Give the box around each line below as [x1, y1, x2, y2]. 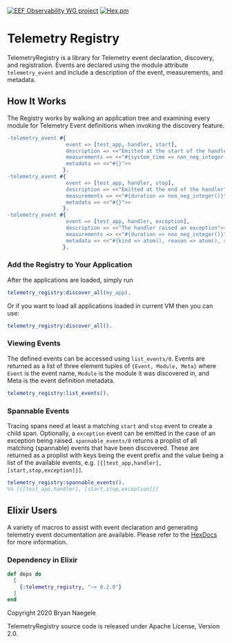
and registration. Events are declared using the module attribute [7, 61, 188, 69]
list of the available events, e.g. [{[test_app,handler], [7, 459, 162, 467]
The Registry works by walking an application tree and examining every [7, 114, 211, 122]
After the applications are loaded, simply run [7, 276, 133, 284]
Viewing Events [7, 338, 61, 348]
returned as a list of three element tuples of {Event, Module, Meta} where [7, 361, 216, 370]
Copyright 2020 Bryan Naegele [7, 608, 97, 617]
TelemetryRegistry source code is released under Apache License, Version [7, 622, 220, 631]
